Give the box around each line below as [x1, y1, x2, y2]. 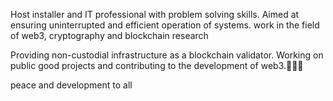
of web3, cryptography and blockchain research [10, 30, 209, 41]
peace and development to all [10, 79, 133, 91]
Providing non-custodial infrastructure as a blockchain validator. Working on [10, 49, 324, 61]
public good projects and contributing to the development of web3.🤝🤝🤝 [10, 60, 304, 71]
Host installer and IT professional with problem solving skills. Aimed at [10, 9, 300, 20]
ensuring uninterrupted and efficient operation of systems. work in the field [10, 19, 320, 31]
